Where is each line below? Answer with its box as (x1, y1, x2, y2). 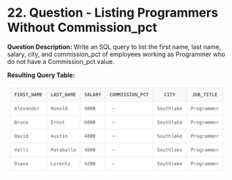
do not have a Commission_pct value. (7, 57, 115, 65)
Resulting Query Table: (7, 71, 75, 79)
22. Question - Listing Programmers (7, 5, 219, 21)
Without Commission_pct (7, 19, 158, 35)
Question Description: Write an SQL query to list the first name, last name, (7, 42, 222, 51)
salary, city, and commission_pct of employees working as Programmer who (7, 50, 226, 58)
